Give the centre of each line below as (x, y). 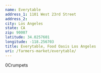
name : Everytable (23, 10)
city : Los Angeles (24, 23)
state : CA (15, 28)
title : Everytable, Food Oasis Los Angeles (51, 46)
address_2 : (16, 19)
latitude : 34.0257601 (27, 37)
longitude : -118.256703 (30, 42)
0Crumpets (17, 65)
